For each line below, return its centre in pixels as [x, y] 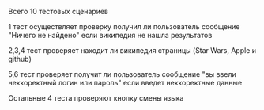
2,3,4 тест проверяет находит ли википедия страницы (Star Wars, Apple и [132, 50]
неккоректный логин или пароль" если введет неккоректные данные [125, 83]
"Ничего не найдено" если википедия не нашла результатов [110, 35]
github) [20, 59]
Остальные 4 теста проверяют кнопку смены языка [96, 98]
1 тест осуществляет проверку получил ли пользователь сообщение [124, 27]
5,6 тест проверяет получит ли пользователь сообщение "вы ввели [123, 74]
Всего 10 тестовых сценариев [58, 11]
